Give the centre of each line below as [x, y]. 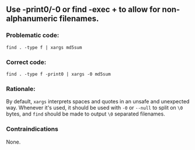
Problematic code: [33, 36]
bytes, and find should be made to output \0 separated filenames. [86, 114]
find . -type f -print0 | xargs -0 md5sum [58, 74]
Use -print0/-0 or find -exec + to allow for [83, 10]
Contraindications [32, 129]
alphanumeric [32, 19]
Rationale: [21, 89]
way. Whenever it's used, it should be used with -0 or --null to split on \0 [95, 108]
